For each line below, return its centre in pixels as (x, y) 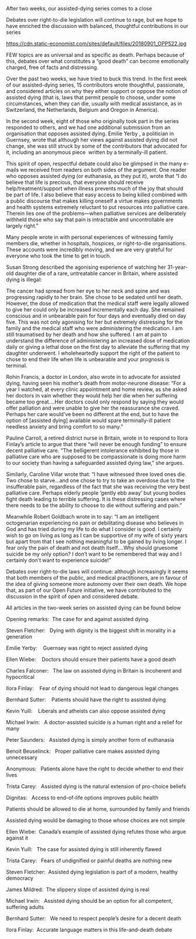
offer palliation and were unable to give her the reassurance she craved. (93, 408)
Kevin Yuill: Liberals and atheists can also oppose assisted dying (86, 711)
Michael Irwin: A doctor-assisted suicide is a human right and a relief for (94, 722)
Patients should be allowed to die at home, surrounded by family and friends (98, 809)
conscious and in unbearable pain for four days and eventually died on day (96, 316)
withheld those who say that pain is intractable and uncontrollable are (90, 220)
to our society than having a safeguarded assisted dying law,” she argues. (95, 463)
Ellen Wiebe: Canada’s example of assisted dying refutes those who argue (96, 832)
